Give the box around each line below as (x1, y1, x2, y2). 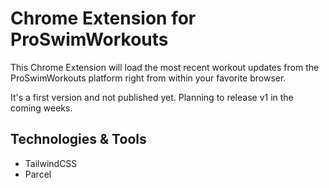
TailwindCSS (24, 157, 78, 169)
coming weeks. (10, 102, 73, 114)
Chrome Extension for (10, 7, 197, 30)
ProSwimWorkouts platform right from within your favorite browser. (10, 72, 287, 84)
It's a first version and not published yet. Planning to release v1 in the (10, 91, 294, 103)
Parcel (24, 168, 52, 180)
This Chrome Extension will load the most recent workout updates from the (10, 61, 320, 73)
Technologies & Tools (10, 131, 147, 148)
